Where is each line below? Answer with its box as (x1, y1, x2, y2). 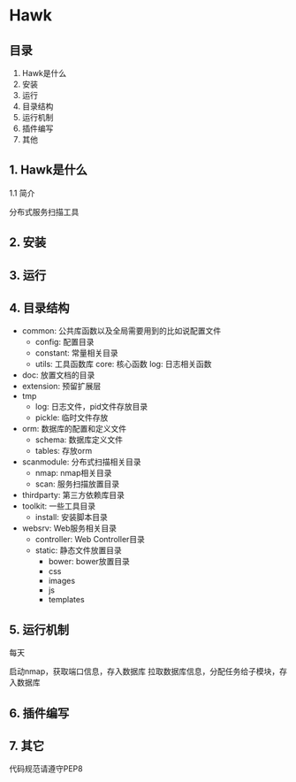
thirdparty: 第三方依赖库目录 (21, 490, 125, 501)
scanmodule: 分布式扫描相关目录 (21, 456, 141, 467)
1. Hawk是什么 (9, 163, 88, 178)
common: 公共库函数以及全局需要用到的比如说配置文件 (21, 326, 222, 336)
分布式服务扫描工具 (9, 206, 80, 217)
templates (48, 594, 86, 605)
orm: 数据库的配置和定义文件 (21, 424, 126, 434)
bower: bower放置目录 (48, 556, 131, 567)
